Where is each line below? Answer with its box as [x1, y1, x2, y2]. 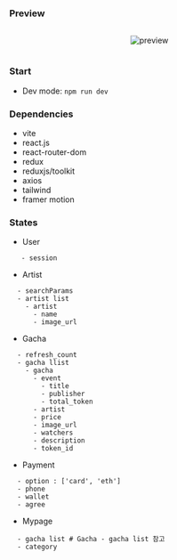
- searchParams [17, 287, 74, 296]
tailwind [21, 184, 52, 195]
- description [32, 436, 86, 445]
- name [32, 310, 58, 319]
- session [20, 254, 58, 263]
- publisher [41, 390, 86, 399]
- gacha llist [17, 359, 69, 368]
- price [32, 413, 62, 422]
